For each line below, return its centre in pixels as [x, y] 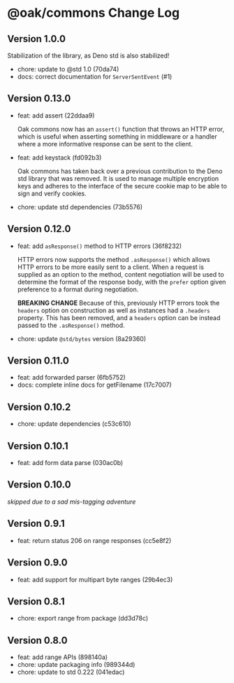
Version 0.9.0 [37, 563]
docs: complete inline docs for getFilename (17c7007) [95, 385]
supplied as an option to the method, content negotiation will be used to [121, 274]
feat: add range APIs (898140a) [63, 657]
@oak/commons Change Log [94, 13]
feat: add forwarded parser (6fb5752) [71, 378]
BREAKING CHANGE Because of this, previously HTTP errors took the [118, 303]
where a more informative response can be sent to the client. [105, 144]
